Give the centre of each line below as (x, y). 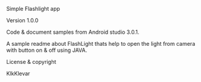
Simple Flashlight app (33, 9)
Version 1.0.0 (22, 20)
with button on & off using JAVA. (47, 50)
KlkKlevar (18, 74)
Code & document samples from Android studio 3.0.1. (73, 32)
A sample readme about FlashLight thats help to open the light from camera (101, 44)
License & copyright (31, 62)
